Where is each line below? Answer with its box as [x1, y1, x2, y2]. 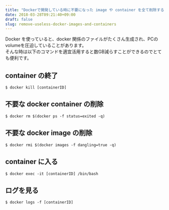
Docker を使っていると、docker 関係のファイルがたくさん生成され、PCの [5, 36, 158, 42]
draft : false [5, 17, 33, 22]
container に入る [5, 157, 58, 166]
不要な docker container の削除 [5, 100, 104, 109]
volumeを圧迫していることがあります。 [5, 43, 87, 49]
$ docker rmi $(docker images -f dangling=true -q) [5, 142, 116, 147]
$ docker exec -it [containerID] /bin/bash [5, 171, 99, 176]
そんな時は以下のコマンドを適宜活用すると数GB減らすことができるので [5, 49, 153, 55]
